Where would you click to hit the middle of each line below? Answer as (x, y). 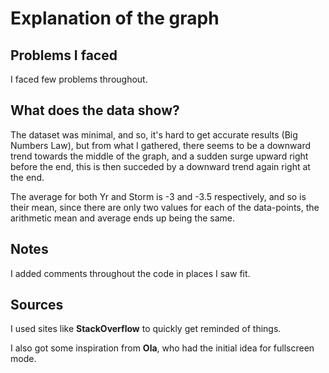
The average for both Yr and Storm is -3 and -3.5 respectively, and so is (158, 196)
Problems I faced (64, 55)
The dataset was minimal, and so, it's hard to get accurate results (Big (154, 134)
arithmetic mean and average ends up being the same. (123, 218)
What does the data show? (95, 110)
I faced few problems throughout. (79, 79)
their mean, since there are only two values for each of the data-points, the (165, 207)
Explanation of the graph (115, 18)
